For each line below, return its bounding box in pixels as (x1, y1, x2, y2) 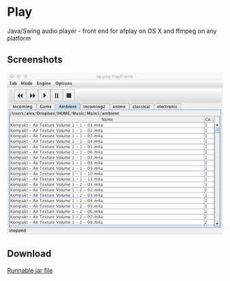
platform (7, 34, 31, 42)
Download (7, 248, 51, 260)
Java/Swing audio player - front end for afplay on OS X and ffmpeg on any (7, 27, 217, 35)
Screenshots (7, 54, 63, 66)
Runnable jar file (7, 266, 53, 274)
